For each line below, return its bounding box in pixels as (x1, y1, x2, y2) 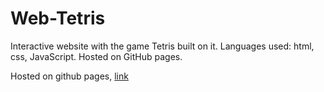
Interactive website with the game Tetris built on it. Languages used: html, (10, 40, 315, 52)
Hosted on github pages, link (10, 70, 129, 82)
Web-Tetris (10, 7, 106, 30)
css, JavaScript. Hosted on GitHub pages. (10, 50, 183, 62)
